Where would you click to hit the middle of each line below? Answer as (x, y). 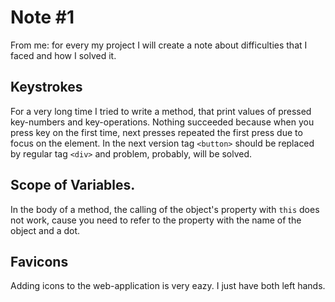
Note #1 (42, 17)
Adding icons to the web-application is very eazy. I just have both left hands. (168, 286)
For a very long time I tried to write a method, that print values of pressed (161, 111)
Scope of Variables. (73, 185)
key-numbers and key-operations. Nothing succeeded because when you (162, 122)
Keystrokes (46, 87)
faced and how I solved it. (63, 55)
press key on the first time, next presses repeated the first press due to (156, 132)
